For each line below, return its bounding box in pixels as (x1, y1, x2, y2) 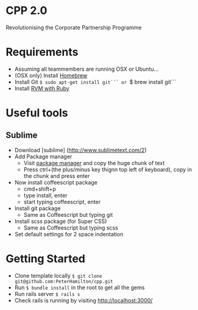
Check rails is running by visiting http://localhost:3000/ (14, 297, 153, 304)
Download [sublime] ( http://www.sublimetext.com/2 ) (14, 146, 147, 153)
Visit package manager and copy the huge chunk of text (23, 159, 165, 166)
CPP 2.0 (5, 4, 48, 18)
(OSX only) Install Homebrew (14, 71, 88, 79)
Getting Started (5, 252, 86, 266)
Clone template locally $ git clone (14, 272, 102, 279)
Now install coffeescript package (14, 178, 98, 186)
